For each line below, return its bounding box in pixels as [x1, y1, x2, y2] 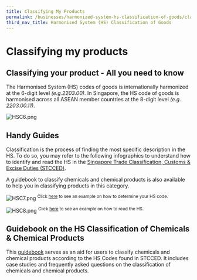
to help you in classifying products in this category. [6, 182, 130, 189]
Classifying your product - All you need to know [6, 68, 185, 78]
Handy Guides [6, 130, 60, 141]
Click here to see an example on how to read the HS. [38, 206, 144, 211]
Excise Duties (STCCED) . [6, 165, 66, 172]
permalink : [6, 14, 33, 20]
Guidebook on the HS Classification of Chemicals [6, 224, 190, 234]
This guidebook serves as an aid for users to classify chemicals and [6, 248, 170, 255]
